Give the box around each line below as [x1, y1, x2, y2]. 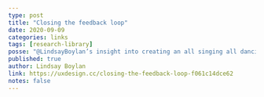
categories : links [8, 33, 68, 41]
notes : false [8, 77, 51, 84]
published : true [8, 56, 61, 63]
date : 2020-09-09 [8, 26, 65, 34]
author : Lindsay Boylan [8, 63, 86, 70]
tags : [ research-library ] [8, 41, 93, 48]
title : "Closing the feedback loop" [8, 19, 128, 27]
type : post [8, 11, 44, 20]
